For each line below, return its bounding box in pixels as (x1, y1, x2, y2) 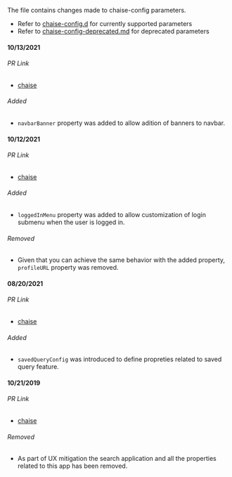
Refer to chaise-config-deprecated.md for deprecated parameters (17, 27, 210, 35)
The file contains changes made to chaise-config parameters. (7, 6, 186, 14)
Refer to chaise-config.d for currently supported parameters (17, 20, 193, 27)
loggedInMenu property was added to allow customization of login (17, 211, 206, 218)
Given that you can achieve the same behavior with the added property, (17, 256, 226, 264)
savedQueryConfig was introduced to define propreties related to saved (17, 355, 222, 364)
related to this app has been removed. (17, 462, 128, 470)
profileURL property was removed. (17, 263, 119, 272)
